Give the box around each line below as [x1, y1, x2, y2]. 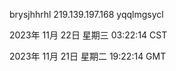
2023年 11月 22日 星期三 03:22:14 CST [9, 29, 168, 41]
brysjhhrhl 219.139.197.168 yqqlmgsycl [9, 9, 164, 20]
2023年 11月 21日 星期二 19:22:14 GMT [9, 50, 167, 62]
